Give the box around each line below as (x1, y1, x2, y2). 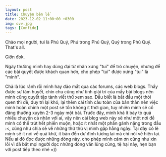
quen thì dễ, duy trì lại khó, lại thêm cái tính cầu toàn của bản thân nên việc (5, 99, 159, 105)
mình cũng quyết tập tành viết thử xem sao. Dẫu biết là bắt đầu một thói (5, 94, 151, 100)
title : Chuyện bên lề (5, 12, 50, 17)
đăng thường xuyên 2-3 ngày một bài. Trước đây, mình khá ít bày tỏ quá (5, 110, 152, 116)
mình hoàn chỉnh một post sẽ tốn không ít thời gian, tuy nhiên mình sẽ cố (5, 105, 154, 111)
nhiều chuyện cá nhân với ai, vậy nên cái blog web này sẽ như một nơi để (5, 115, 155, 121)
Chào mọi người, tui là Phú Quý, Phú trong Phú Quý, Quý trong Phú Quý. (5, 39, 152, 45)
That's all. (5, 44, 25, 50)
